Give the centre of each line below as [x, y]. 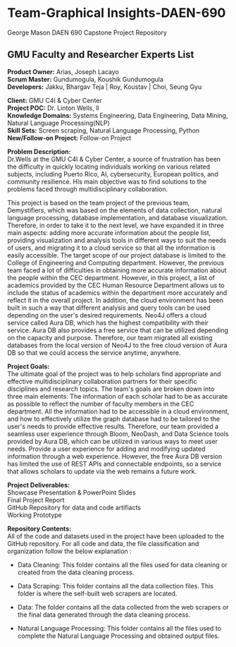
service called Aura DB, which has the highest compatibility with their [108, 322]
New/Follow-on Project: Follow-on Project [69, 138]
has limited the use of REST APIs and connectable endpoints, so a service [114, 464]
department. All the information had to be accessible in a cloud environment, [118, 411]
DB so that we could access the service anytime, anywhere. [94, 352]
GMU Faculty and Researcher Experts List [101, 55]
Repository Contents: [39, 528]
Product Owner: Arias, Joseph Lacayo [63, 71]
